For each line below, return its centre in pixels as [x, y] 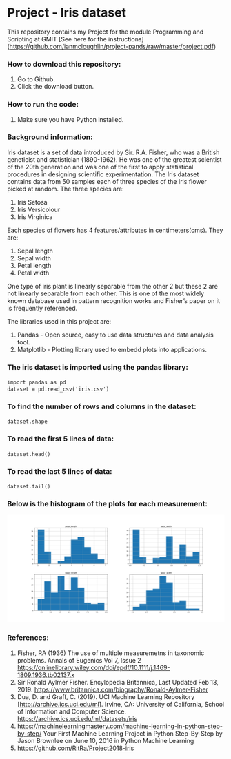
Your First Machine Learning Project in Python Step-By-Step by [133, 733]
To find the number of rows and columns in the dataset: [102, 406]
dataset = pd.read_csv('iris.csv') [58, 389]
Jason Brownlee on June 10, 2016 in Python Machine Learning [106, 740]
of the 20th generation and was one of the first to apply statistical [100, 167]
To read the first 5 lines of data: [61, 439]
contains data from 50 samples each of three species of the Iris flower [107, 181]
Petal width [33, 273]
